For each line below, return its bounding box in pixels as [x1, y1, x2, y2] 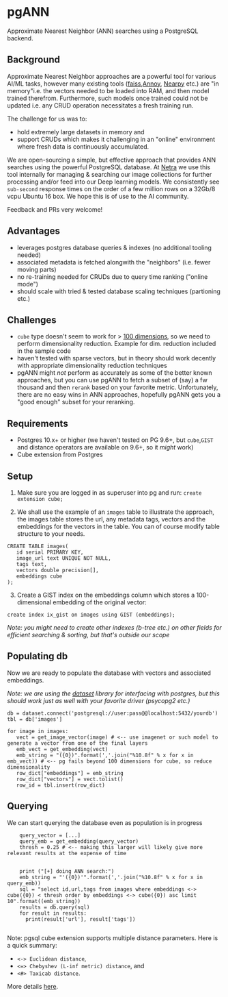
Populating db [7, 650, 68, 662]
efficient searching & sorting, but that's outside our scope [7, 631, 170, 639]
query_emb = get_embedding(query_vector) [19, 837, 139, 845]
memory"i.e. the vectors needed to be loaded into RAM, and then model [7, 86, 210, 95]
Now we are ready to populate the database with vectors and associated [7, 669, 212, 677]
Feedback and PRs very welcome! [7, 205, 103, 213]
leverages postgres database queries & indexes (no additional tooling [16, 243, 212, 251]
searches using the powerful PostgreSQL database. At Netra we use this [7, 162, 210, 171]
